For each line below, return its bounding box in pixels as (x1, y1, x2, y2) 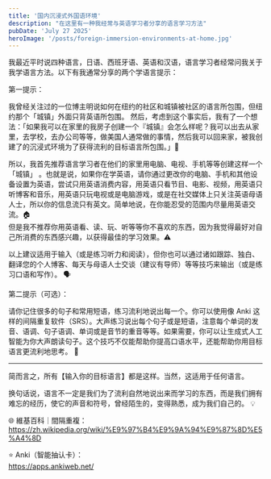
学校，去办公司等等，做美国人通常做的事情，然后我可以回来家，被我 (29, 132, 256, 142)
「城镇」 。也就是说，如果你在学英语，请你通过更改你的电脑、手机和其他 (8, 169, 251, 179)
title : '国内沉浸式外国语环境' (8, 11, 102, 20)
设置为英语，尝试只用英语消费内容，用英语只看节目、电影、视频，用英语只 (15, 179, 263, 190)
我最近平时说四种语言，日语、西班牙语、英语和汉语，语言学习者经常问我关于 (8, 57, 263, 67)
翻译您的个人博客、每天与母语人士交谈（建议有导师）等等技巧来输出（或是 (8, 260, 256, 269)
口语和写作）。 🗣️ (15, 269, 72, 279)
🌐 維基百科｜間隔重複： (8, 416, 87, 426)
